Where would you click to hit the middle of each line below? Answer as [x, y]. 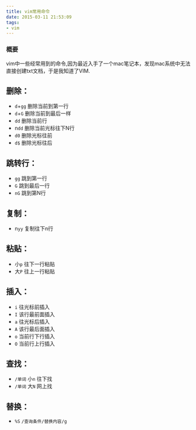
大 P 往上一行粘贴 [35, 271]
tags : [13, 22]
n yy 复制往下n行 [34, 228]
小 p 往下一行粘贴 [35, 264]
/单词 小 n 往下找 [33, 379]
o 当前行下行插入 [35, 336]
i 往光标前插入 [32, 307]
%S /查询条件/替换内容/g [41, 422]
